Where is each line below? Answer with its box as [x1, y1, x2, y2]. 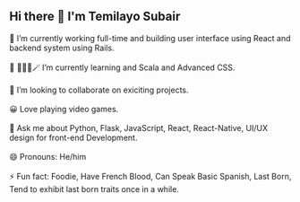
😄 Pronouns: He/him [9, 151, 87, 162]
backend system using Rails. [9, 42, 115, 53]
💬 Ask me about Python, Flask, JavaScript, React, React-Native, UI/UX [9, 122, 269, 133]
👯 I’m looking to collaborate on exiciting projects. [9, 84, 190, 95]
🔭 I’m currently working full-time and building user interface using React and [9, 32, 291, 43]
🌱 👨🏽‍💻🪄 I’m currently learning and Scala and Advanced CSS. [9, 62, 236, 73]
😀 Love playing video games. [9, 103, 119, 114]
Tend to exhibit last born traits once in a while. [9, 183, 179, 194]
